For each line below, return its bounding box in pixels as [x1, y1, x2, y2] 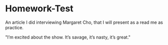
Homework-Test [5, 3, 74, 14]
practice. [5, 24, 24, 30]
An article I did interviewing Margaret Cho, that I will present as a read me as [5, 19, 163, 25]
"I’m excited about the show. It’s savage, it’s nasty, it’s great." [5, 34, 131, 40]
